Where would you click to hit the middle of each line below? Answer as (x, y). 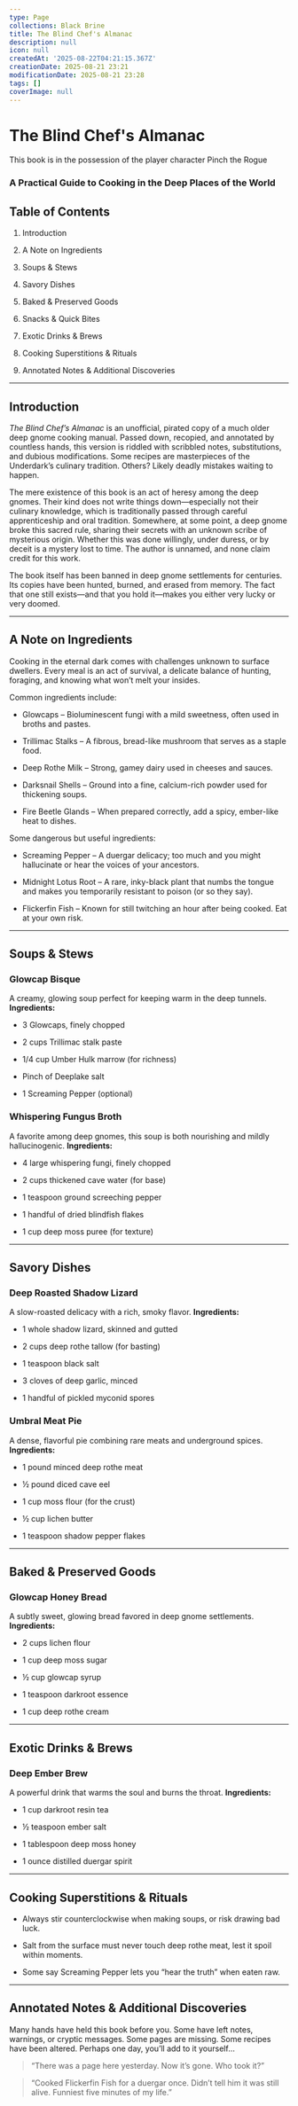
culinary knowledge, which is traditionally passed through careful (129, 511)
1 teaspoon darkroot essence (75, 1695)
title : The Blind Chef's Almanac (71, 34)
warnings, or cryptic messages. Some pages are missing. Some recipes (140, 2039)
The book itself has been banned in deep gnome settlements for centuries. (146, 575)
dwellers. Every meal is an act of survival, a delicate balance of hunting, (141, 670)
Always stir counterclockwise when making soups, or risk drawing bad (151, 1918)
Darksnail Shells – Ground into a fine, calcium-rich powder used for (145, 785)
